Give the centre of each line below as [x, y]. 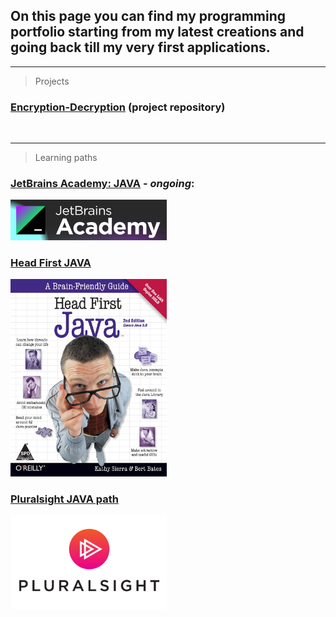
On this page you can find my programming [148, 16]
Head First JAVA [51, 262]
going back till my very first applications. [140, 47]
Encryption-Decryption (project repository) [118, 107]
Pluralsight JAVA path [64, 499]
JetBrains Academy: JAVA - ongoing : [102, 184]
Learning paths [66, 158]
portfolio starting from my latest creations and [157, 32]
